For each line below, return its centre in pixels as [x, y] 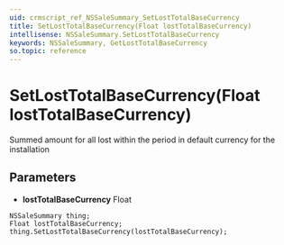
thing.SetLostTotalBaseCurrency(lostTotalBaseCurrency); [119, 231]
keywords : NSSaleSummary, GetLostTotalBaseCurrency [108, 43]
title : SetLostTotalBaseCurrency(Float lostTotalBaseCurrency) [131, 26]
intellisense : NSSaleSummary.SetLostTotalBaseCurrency [115, 34]
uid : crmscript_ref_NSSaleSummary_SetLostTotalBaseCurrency [125, 18]
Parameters [43, 178]
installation [29, 150]
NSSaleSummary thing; [50, 216]
